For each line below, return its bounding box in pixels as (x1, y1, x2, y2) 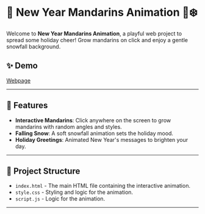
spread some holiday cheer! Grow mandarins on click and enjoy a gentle (6, 36, 188, 43)
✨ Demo (6, 61, 38, 71)
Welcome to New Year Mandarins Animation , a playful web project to (6, 29, 182, 37)
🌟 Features (6, 100, 48, 111)
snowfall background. (6, 43, 61, 50)
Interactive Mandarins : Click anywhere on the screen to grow (15, 116, 171, 124)
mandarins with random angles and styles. (15, 123, 122, 130)
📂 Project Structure (6, 166, 81, 176)
